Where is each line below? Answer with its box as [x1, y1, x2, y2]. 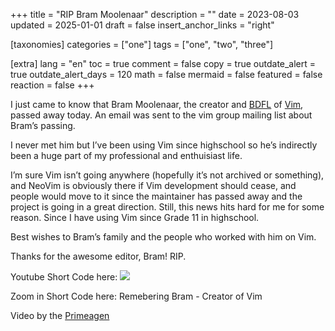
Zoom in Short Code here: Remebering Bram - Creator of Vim [10, 290, 263, 302]
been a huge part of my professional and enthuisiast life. [10, 150, 243, 161]
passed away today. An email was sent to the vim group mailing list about [10, 109, 313, 121]
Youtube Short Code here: [10, 271, 118, 283]
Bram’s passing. [10, 120, 76, 131]
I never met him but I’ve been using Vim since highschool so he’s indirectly [10, 139, 318, 151]
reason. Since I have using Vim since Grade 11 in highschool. [10, 212, 260, 223]
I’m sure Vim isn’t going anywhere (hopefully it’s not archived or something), [10, 169, 325, 181]
